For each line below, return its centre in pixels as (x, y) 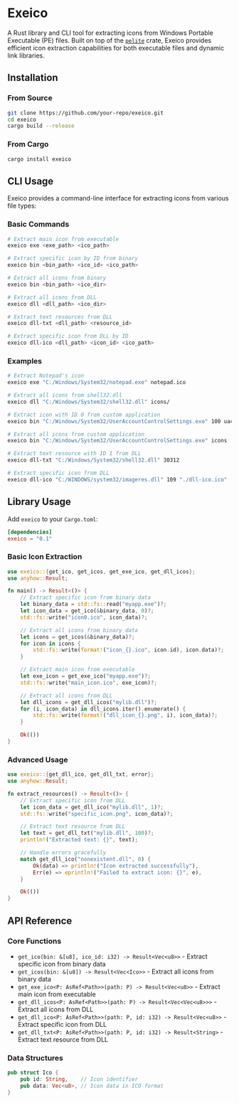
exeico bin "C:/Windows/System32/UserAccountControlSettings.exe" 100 (114, 421)
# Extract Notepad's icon (46, 376)
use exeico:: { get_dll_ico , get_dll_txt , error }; (81, 774)
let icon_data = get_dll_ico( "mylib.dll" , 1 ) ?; (92, 807)
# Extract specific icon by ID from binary (73, 259)
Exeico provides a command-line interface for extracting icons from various (118, 198)
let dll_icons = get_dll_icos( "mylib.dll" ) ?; (89, 702)
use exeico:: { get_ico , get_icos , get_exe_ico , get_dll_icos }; (101, 571)
